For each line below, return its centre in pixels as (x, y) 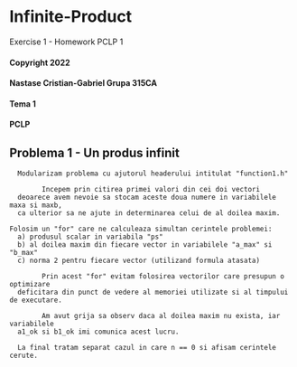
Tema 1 (23, 104)
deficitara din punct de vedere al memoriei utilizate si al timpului (153, 292)
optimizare (30, 285)
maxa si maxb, (36, 205)
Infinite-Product (71, 17)
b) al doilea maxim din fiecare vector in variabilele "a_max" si (145, 245)
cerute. (24, 356)
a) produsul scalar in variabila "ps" (91, 237)
